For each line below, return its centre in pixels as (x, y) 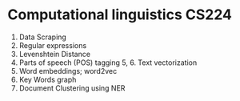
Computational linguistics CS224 (120, 15)
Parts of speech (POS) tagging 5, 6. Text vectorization (108, 63)
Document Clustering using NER (72, 88)
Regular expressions (53, 45)
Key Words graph (48, 79)
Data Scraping (43, 37)
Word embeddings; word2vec (68, 71)
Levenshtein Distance (55, 54)
